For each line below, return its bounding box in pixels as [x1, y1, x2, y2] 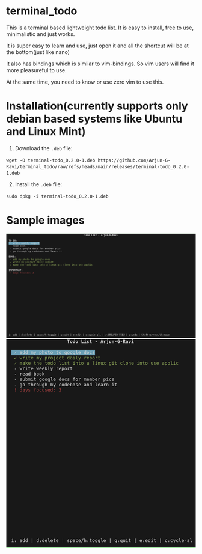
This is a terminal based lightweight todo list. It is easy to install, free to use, [6, 24, 194, 31]
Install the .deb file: [14, 180, 63, 187]
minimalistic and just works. [6, 30, 75, 37]
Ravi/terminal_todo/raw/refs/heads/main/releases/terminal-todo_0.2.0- [6, 163, 189, 169]
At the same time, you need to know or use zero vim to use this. [6, 78, 164, 85]
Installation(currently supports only [6, 99, 188, 113]
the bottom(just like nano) [6, 48, 70, 55]
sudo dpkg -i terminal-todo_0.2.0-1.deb [6, 193, 109, 199]
